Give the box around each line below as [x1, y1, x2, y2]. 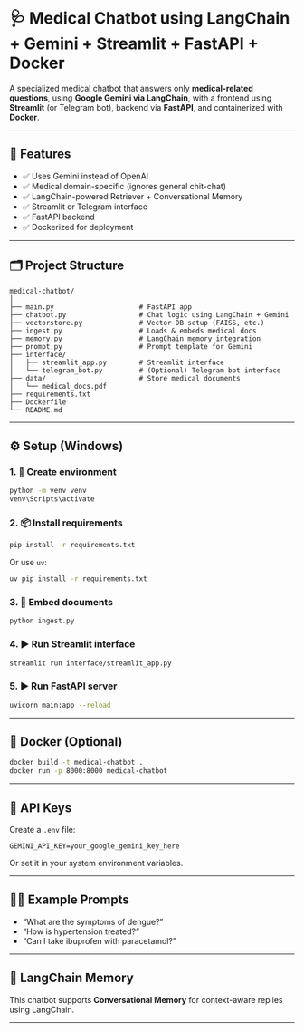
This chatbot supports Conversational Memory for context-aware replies [9, 994, 283, 1005]
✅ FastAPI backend [22, 211, 95, 222]
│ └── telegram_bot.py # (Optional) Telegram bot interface [9, 365, 281, 375]
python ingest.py [9, 616, 75, 626]
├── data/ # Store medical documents [9, 373, 242, 382]
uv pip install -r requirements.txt [9, 574, 147, 584]
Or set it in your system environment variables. [9, 857, 184, 868]
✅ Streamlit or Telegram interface [22, 201, 147, 212]
